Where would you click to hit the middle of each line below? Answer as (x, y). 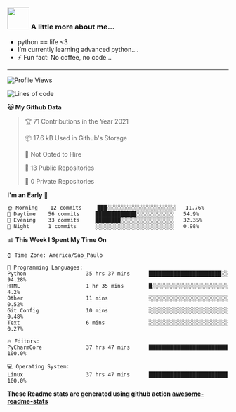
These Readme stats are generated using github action (89, 394)
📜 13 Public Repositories (59, 168)
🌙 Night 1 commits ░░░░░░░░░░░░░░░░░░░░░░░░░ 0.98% (103, 227)
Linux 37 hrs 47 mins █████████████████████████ (118, 375)
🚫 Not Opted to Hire (53, 154)
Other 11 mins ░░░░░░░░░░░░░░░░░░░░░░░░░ (118, 298)
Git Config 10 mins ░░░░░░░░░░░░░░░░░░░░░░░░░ (118, 311)
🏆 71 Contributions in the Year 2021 (76, 121)
